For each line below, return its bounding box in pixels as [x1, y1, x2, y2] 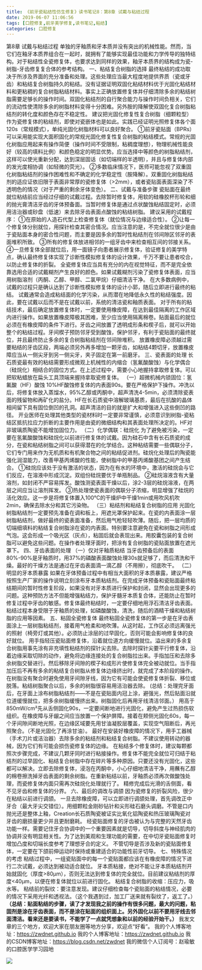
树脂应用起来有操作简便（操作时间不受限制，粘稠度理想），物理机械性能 [11, 141, 188, 148]
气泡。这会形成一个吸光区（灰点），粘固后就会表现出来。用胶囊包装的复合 [6, 532, 188, 539]
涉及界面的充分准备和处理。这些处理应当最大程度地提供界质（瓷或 [22, 73, 185, 80]
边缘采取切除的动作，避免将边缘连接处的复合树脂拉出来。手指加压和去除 [11, 652, 191, 660]
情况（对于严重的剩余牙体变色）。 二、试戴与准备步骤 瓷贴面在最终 [26, 186, 191, 193]
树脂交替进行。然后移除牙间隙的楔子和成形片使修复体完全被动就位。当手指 [11, 660, 196, 667]
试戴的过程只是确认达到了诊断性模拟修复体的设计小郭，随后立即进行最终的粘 [6, 283, 196, 291]
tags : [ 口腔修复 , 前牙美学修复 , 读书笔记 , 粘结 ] [6, 20, 108, 26]
